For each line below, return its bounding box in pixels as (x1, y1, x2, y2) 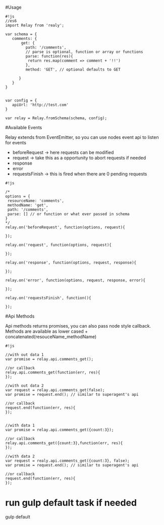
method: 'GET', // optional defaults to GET (25, 67, 121, 72)
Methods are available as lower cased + (5, 328, 88, 334)
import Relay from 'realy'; (5, 23, 65, 28)
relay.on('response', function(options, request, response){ (5, 260, 137, 265)
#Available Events (5, 125, 42, 130)
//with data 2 (5, 454, 35, 459)
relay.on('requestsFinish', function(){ (5, 295, 92, 300)
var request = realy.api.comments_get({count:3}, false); (5, 458, 130, 463)
